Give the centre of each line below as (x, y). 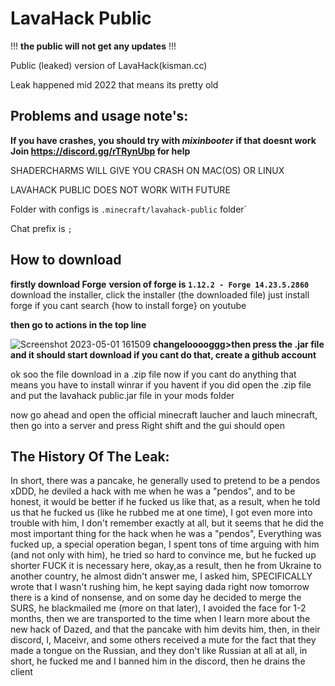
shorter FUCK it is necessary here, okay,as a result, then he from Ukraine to (166, 566)
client (21, 672)
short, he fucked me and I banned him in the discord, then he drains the (158, 661)
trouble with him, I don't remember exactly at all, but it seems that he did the (167, 523)
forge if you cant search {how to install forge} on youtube (128, 305)
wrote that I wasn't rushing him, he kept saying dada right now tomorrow (160, 587)
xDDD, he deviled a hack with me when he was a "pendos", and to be (153, 491)
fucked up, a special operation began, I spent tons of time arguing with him (165, 544)
